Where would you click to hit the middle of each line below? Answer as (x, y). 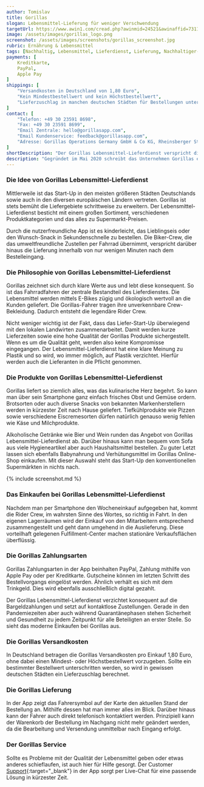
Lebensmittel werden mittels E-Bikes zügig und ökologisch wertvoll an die (99, 298)
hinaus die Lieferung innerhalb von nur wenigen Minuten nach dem (90, 250)
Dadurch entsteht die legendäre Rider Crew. (92, 311)
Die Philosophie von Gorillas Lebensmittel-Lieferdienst (89, 272)
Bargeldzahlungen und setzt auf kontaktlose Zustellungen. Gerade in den (98, 606)
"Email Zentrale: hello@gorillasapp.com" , (72, 131)
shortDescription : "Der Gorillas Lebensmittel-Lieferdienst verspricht (99, 153)
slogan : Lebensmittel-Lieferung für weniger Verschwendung (83, 23)
